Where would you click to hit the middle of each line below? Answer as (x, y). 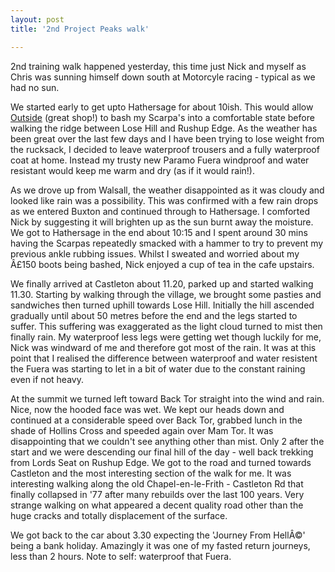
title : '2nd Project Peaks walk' (80, 29)
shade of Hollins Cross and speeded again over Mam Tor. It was (142, 430)
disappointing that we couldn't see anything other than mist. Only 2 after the (167, 441)
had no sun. (35, 87)
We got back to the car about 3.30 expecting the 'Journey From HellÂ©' (158, 535)
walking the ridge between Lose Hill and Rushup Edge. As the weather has (164, 128)
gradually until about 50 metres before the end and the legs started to (154, 315)
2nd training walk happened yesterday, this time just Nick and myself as (158, 66)
